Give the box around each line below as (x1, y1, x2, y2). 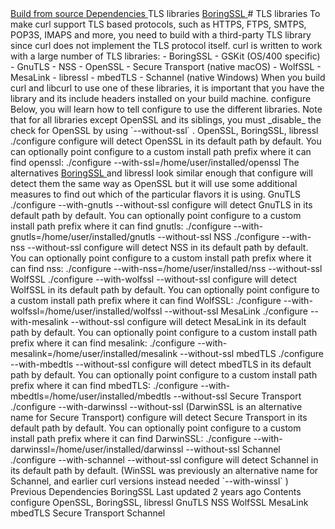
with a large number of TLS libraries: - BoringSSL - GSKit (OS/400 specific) (10, 50, 321, 62)
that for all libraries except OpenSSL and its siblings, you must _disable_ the (10, 114, 322, 126)
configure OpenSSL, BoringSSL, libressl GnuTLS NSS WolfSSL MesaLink (10, 497, 309, 508)
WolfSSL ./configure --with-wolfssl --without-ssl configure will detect (10, 273, 298, 285)
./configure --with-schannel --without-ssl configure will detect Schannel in (10, 454, 319, 466)
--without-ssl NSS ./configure (157, 231, 280, 242)
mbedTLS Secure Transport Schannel (10, 507, 166, 519)
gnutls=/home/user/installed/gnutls (10, 231, 156, 242)
